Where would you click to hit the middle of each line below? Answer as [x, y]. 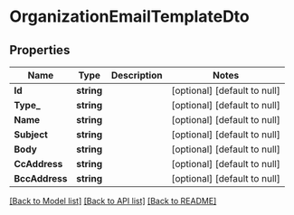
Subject [31, 135]
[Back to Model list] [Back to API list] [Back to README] [113, 201]
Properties [40, 50]
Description [137, 75]
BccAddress [41, 178]
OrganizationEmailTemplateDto [130, 17]
